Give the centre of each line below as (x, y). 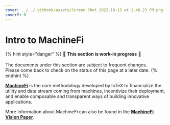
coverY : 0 (16, 15)
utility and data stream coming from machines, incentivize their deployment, (85, 91)
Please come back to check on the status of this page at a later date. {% (81, 70)
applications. (19, 102)
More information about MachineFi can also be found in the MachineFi (80, 112)
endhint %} (17, 76)
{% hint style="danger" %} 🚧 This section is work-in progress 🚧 (73, 54)
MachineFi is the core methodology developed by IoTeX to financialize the (83, 86)
